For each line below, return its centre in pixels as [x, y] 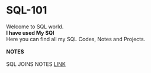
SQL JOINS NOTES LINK [36, 64]
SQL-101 [27, 10]
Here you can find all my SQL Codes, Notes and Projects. [76, 39]
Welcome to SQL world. [35, 26]
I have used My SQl [30, 32]
